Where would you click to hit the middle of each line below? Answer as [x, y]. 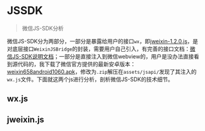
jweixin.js [26, 119]
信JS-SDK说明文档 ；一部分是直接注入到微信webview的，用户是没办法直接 [101, 56]
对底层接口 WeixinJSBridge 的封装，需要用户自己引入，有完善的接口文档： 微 [101, 49]
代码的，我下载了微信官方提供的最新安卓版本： [76, 64]
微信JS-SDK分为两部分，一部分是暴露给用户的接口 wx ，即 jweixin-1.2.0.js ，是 [102, 41]
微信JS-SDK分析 [43, 28]
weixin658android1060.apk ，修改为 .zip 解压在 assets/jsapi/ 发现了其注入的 [102, 71]
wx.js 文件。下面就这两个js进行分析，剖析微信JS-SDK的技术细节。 [90, 79]
